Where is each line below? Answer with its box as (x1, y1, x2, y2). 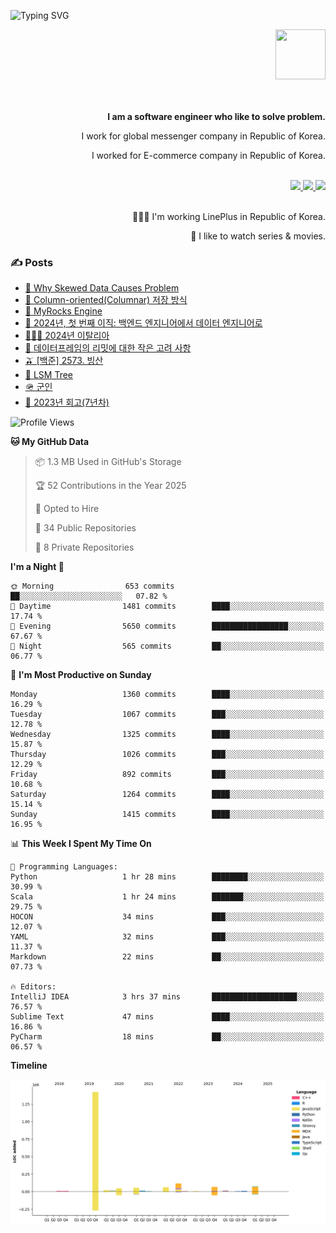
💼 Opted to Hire (34, 503, 100, 515)
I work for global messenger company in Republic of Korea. (81, 130, 326, 142)
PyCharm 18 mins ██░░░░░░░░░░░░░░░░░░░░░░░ (10, 1032, 325, 1042)
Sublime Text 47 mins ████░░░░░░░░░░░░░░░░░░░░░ (10, 1012, 325, 1022)
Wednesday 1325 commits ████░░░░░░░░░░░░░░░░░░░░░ (10, 730, 325, 740)
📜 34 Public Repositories (34, 522, 137, 534)
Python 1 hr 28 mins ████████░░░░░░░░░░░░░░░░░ (10, 872, 325, 882)
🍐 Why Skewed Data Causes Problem (24, 282, 180, 294)
